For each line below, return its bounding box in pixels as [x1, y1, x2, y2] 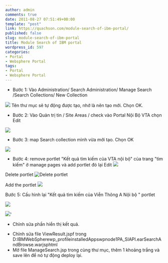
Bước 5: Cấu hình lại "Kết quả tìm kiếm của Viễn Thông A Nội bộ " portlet [5, 192, 155, 198]
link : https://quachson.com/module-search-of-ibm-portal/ [5, 26, 129, 31]
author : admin [5, 7, 35, 13]
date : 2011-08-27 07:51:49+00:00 [5, 17, 75, 22]
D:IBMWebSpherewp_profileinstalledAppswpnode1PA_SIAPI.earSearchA [12, 236, 161, 242]
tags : [5, 63, 17, 68]
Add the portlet [5, 182, 37, 188]
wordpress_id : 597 [5, 45, 44, 50]
